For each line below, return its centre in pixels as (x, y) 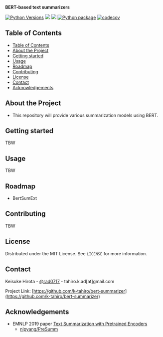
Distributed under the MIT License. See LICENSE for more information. (76, 253)
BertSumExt (25, 198)
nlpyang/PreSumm (39, 329)
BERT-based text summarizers (37, 7)
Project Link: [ (19, 291)
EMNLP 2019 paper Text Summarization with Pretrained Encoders (80, 324)
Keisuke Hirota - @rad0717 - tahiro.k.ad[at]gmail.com (60, 281)
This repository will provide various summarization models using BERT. (85, 115)
